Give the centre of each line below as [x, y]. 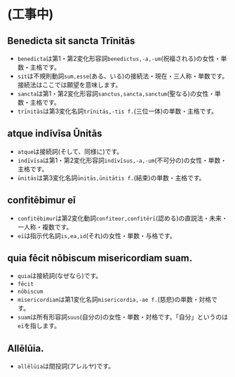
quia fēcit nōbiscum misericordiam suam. [100, 258]
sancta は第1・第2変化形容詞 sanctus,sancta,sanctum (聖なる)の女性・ [116, 93]
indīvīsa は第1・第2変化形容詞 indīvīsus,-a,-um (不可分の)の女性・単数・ [122, 160]
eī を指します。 [39, 326]
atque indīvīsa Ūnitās [55, 134]
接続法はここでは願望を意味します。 [69, 85]
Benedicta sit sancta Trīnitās [71, 40]
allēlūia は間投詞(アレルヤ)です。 [66, 366]
